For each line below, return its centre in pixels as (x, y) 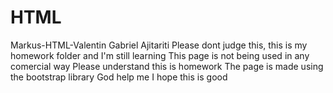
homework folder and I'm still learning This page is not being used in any (160, 55)
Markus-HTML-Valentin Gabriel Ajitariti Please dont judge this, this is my (159, 45)
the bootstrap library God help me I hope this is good (119, 77)
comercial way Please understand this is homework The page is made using (167, 66)
